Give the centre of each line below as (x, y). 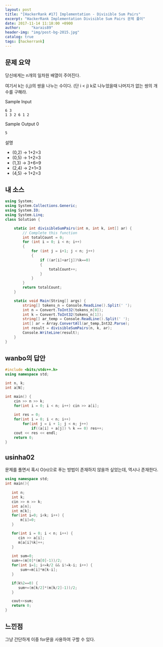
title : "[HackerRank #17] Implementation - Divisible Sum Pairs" (73, 14)
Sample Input (18, 101)
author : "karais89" (29, 28)
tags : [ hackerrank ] (25, 42)
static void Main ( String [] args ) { (50, 301)
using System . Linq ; (25, 215)
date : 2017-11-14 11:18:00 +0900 (39, 23)
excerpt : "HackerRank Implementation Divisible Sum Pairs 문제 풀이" (75, 19)
